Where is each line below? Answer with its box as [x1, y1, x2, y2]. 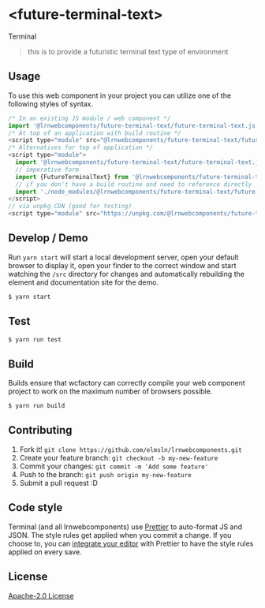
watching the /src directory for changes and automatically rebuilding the [8, 269, 244, 278]
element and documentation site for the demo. [8, 278, 159, 287]
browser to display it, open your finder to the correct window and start [8, 260, 237, 270]
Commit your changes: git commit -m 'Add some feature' [19, 461, 209, 471]
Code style [8, 501, 63, 514]
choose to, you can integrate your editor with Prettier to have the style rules [8, 539, 254, 548]
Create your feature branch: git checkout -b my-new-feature [19, 453, 218, 462]
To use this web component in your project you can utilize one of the [8, 91, 231, 100]
